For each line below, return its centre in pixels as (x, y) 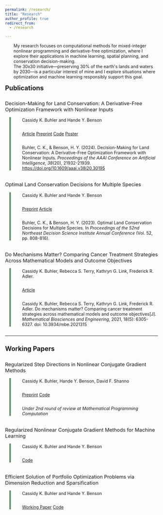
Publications (24, 88)
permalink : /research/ (28, 10)
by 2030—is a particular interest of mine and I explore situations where (85, 72)
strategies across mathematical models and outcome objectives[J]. (89, 314)
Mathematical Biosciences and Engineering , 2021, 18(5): (78, 319)
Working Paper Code (43, 507)
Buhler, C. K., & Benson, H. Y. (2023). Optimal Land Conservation (87, 223)
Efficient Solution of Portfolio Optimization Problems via (70, 477)
